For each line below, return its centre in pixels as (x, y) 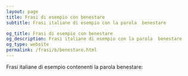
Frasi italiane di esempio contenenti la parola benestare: (75, 66)
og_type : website (28, 45)
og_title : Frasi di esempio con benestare (59, 33)
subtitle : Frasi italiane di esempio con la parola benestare (86, 23)
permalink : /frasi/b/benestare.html (51, 50)
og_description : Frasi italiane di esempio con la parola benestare (94, 39)
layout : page (22, 12)
